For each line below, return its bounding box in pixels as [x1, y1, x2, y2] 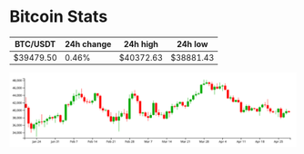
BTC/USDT [15, 39, 56, 50]
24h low [176, 39, 208, 50]
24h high [123, 39, 159, 50]
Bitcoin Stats [9, 6, 108, 27]
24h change [65, 39, 112, 50]
